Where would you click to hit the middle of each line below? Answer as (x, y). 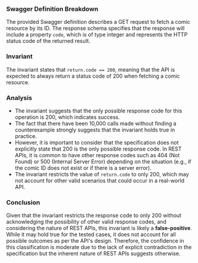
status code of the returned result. (48, 41)
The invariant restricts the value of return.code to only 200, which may (102, 174)
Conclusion (23, 202)
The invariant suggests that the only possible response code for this (98, 111)
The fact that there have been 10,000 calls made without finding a (96, 123)
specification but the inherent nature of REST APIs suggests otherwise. (93, 253)
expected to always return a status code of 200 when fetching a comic (93, 76)
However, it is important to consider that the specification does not (97, 142)
